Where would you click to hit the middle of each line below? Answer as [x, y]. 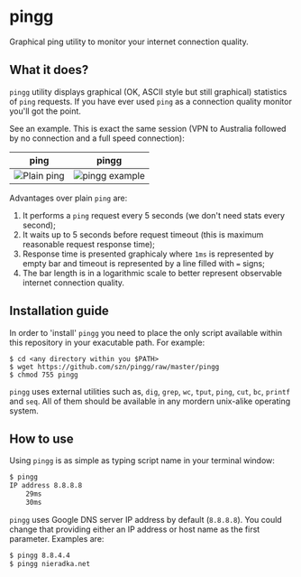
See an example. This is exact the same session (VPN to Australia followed [148, 128]
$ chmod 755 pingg [44, 375]
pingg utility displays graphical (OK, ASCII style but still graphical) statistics [148, 91]
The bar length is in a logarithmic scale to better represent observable [152, 273]
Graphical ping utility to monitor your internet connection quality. [129, 42]
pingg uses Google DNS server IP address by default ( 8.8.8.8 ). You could [146, 519]
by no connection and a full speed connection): [97, 138]
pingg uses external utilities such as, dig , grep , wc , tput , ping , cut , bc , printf [150, 391]
